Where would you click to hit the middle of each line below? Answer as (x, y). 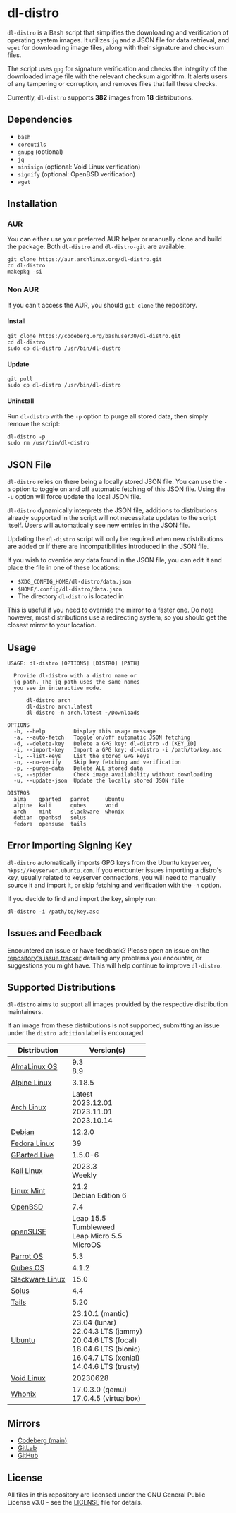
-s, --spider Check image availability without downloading (113, 774)
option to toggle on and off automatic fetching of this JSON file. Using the (119, 489)
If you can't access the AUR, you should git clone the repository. (102, 305)
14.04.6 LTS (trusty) (106, 1367)
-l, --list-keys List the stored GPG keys (82, 756)
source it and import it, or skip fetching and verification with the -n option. (114, 885)
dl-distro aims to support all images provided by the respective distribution (117, 1004)
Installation (32, 204)
